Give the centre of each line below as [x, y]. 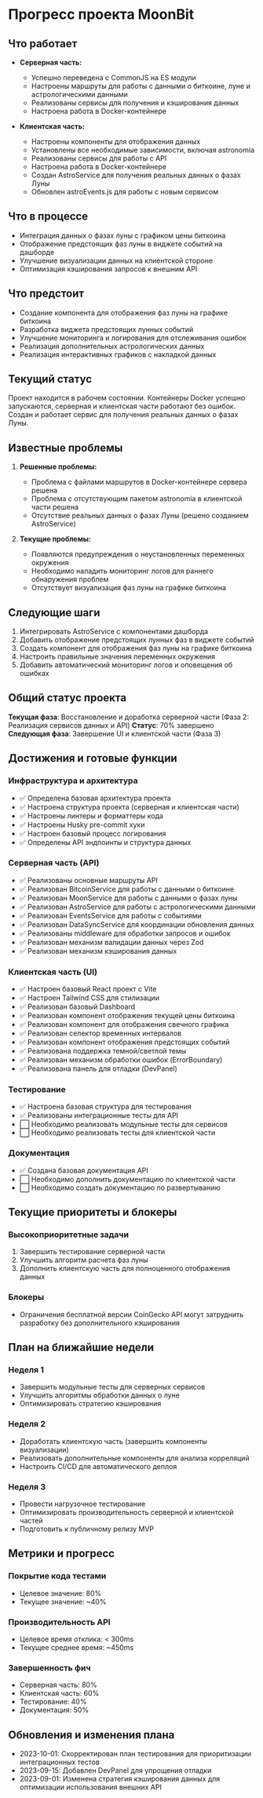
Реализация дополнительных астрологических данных [112, 346]
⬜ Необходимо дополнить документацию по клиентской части [127, 1179]
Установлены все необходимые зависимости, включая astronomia [143, 150]
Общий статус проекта [68, 698]
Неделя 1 [26, 1370]
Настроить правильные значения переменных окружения [117, 657]
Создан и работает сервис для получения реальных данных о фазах [123, 415]
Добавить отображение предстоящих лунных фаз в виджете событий [137, 640]
